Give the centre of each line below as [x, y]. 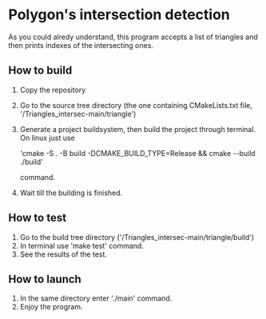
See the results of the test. [64, 254]
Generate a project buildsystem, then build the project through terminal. [138, 129]
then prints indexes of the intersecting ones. [81, 45]
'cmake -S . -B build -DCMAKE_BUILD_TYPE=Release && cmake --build [137, 153]
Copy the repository [53, 90]
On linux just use [48, 138]
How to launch [45, 279]
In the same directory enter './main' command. [96, 298]
